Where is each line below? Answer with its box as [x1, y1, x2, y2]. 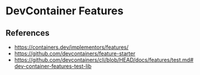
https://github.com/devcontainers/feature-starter [14, 50, 136, 57]
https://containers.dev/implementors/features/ [14, 43, 129, 51]
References [5, 28, 50, 38]
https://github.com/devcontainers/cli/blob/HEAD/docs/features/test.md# [14, 57, 194, 63]
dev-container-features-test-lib [14, 62, 92, 70]
